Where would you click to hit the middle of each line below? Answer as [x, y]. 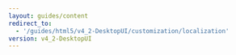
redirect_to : [30, 23]
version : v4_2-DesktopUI [50, 38]
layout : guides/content [48, 16]
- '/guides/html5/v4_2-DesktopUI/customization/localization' [122, 31]
